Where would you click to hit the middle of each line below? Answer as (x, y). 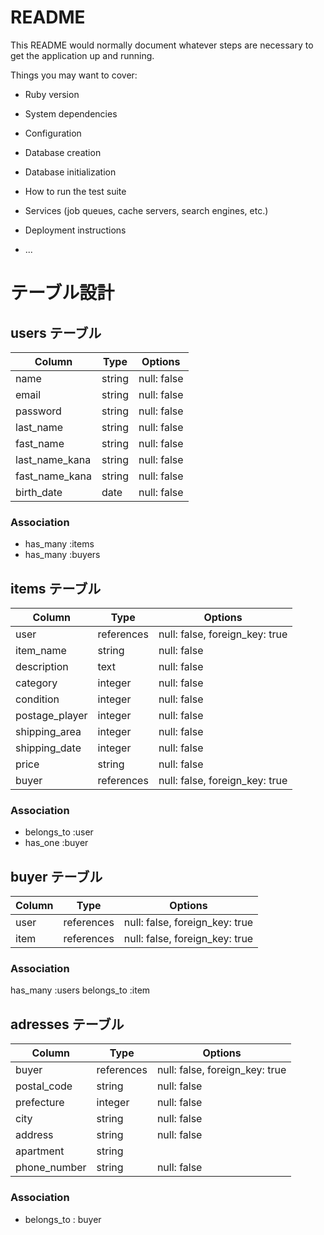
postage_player (51, 716)
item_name (41, 651)
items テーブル (56, 588)
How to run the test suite (75, 191)
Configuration (53, 133)
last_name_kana (53, 459)
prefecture (40, 1103)
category (36, 683)
